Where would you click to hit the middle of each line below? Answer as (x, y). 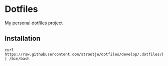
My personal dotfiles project (34, 23)
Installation (23, 38)
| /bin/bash (17, 59)
